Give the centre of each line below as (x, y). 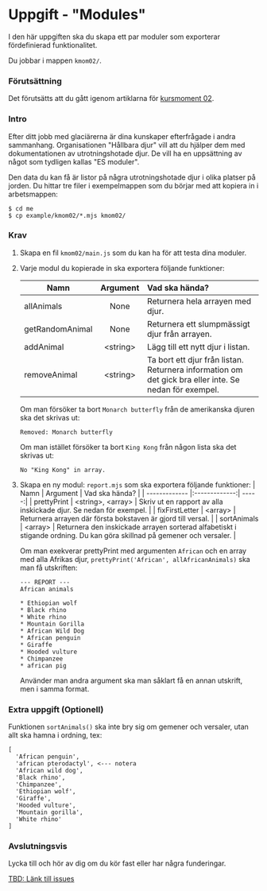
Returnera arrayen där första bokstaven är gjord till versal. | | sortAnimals (139, 518)
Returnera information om (195, 370)
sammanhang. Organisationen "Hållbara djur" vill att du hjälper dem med (127, 145)
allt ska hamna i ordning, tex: (55, 735)
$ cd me (21, 208)
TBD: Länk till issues (41, 879)
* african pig (43, 665)
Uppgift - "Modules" (77, 15)
